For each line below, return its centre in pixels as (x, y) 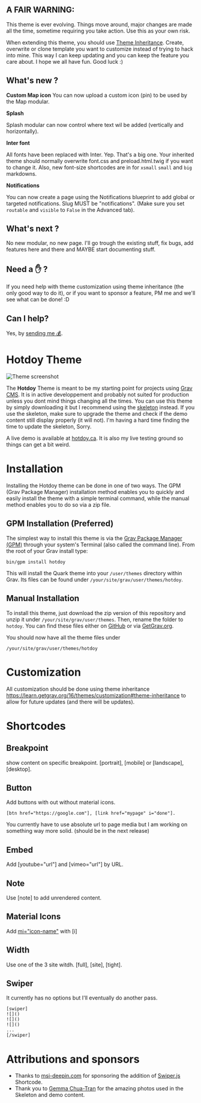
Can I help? (28, 318)
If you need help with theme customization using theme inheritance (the (95, 287)
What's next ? (33, 229)
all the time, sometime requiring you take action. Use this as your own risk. (98, 31)
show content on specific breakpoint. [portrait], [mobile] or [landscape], (95, 762)
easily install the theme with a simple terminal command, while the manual (98, 498)
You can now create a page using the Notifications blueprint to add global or (100, 197)
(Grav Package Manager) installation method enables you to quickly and (95, 492)
